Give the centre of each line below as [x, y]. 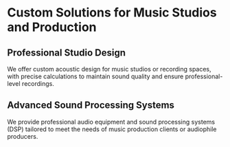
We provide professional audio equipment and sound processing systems [111, 122]
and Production [52, 27]
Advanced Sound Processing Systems [91, 105]
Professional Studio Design [66, 53]
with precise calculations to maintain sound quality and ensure [95, 76]
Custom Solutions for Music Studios [112, 13]
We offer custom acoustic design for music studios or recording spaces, [109, 69]
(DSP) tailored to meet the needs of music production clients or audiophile [112, 129]
